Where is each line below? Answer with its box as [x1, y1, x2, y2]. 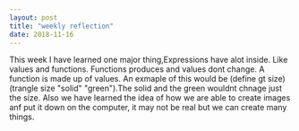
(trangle [9, 83, 38, 94]
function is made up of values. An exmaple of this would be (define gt [9, 74, 266, 84]
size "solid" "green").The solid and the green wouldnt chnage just [39, 83, 283, 94]
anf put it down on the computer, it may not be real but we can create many [9, 102, 287, 113]
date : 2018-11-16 [9, 30, 74, 39]
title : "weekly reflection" [9, 22, 115, 31]
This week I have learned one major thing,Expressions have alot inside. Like [9, 55, 288, 65]
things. [9, 111, 35, 122]
